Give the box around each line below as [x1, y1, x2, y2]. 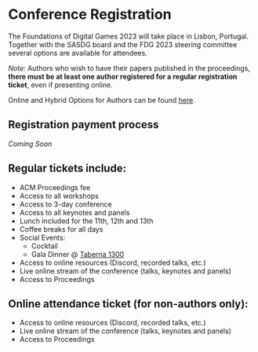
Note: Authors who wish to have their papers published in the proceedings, [8, 63, 251, 72]
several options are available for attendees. [8, 48, 147, 57]
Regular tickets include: [8, 162, 127, 175]
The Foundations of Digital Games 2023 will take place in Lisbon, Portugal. [8, 31, 249, 41]
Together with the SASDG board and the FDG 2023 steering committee [8, 39, 238, 49]
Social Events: [19, 233, 66, 242]
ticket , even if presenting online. [8, 80, 114, 90]
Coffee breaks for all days [19, 224, 104, 233]
